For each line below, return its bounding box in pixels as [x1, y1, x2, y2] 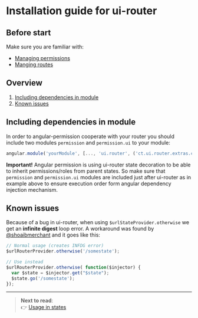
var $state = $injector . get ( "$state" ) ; [11, 270, 110, 276]
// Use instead [6, 259, 44, 265]
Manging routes [14, 61, 54, 68]
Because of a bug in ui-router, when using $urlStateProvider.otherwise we [6, 219, 190, 226]
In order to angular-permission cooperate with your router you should [6, 133, 175, 140]
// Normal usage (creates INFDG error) [6, 243, 104, 249]
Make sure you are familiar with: [6, 43, 84, 50]
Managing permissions [14, 55, 71, 61]
